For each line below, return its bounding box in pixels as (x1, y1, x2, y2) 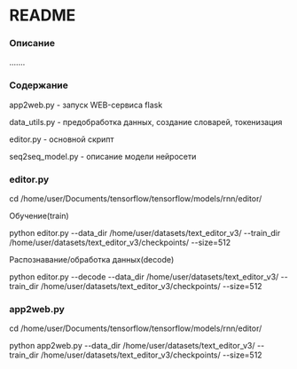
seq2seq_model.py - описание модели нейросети (9, 151, 197, 161)
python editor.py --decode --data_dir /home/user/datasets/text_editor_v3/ (9, 271, 279, 282)
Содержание (9, 79, 69, 91)
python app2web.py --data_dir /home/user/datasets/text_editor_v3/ (9, 341, 255, 351)
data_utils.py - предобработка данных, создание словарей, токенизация (9, 116, 283, 127)
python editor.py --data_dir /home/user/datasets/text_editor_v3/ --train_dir (9, 228, 281, 239)
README (9, 5, 76, 26)
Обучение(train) (9, 210, 69, 222)
